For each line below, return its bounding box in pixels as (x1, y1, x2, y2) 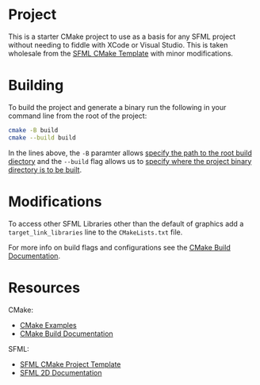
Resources (8, 279, 81, 296)
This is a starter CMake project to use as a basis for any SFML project (8, 32, 236, 41)
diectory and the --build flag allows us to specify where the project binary (8, 156, 252, 166)
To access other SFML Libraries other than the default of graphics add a (8, 219, 244, 228)
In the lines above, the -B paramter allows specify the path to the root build (8, 148, 252, 158)
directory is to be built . (8, 165, 82, 174)
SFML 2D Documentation (19, 368, 102, 377)
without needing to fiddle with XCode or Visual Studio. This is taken (8, 40, 228, 49)
